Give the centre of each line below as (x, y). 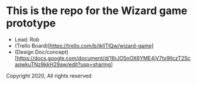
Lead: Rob (27, 39)
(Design (24, 52)
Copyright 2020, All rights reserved (49, 76)
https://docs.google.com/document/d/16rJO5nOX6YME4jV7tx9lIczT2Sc (104, 58)
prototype (31, 23)
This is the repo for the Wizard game (97, 11)
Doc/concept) (52, 52)
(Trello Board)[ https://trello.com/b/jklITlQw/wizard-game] (84, 46)
